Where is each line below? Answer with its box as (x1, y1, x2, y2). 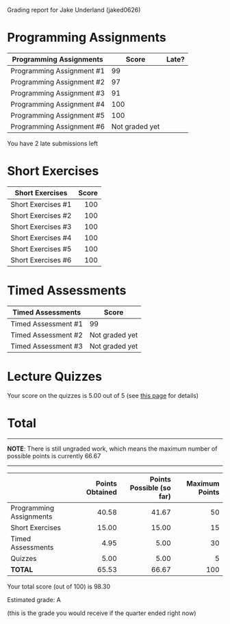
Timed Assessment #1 (10, 319, 84, 328)
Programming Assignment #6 (10, 121, 105, 131)
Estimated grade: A (7, 595, 62, 603)
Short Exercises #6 (10, 255, 72, 264)
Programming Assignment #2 (10, 77, 105, 86)
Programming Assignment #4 (10, 99, 105, 109)
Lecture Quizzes (7, 369, 103, 384)
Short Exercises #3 (10, 222, 72, 232)
